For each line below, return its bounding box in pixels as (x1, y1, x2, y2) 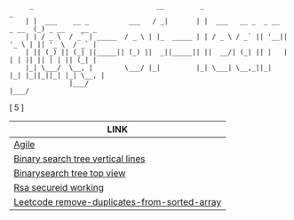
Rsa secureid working (13, 182, 105, 193)
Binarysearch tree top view (13, 167, 126, 179)
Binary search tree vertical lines (13, 153, 146, 165)
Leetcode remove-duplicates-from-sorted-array (13, 196, 222, 208)
